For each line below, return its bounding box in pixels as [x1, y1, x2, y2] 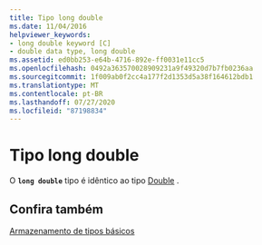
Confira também [9, 201, 104, 217]
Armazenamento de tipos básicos [9, 226, 135, 236]
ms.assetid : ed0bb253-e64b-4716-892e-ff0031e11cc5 [9, 55, 205, 64]
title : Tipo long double [9, 13, 103, 23]
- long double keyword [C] [9, 38, 112, 48]
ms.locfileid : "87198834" [9, 106, 107, 115]
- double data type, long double [9, 47, 136, 56]
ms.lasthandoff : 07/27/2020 [9, 97, 116, 107]
